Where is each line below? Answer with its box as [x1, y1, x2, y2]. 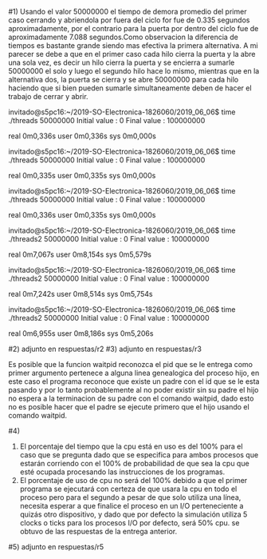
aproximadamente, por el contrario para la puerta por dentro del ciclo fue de [8, 24, 259, 33]
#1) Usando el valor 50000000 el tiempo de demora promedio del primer [8, 7, 247, 16]
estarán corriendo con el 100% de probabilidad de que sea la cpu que [19, 459, 249, 468]
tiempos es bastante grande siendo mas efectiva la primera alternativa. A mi [8, 41, 258, 50]
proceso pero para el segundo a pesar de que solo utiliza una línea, [19, 493, 241, 502]
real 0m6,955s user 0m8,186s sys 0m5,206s [8, 329, 154, 338]
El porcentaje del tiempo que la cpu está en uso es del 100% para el [19, 441, 243, 451]
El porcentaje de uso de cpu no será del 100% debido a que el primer [19, 476, 248, 485]
